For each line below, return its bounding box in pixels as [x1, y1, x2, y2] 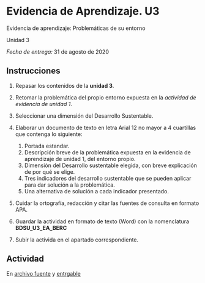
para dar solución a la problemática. [24, 181, 115, 188]
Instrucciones [6, 66, 61, 76]
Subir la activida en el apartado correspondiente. [15, 236, 139, 243]
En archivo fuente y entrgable [6, 270, 81, 277]
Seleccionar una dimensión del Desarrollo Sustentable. [15, 112, 154, 120]
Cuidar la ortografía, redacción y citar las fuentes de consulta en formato [15, 199, 199, 207]
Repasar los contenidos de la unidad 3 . [15, 82, 114, 89]
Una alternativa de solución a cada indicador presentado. [24, 187, 170, 195]
